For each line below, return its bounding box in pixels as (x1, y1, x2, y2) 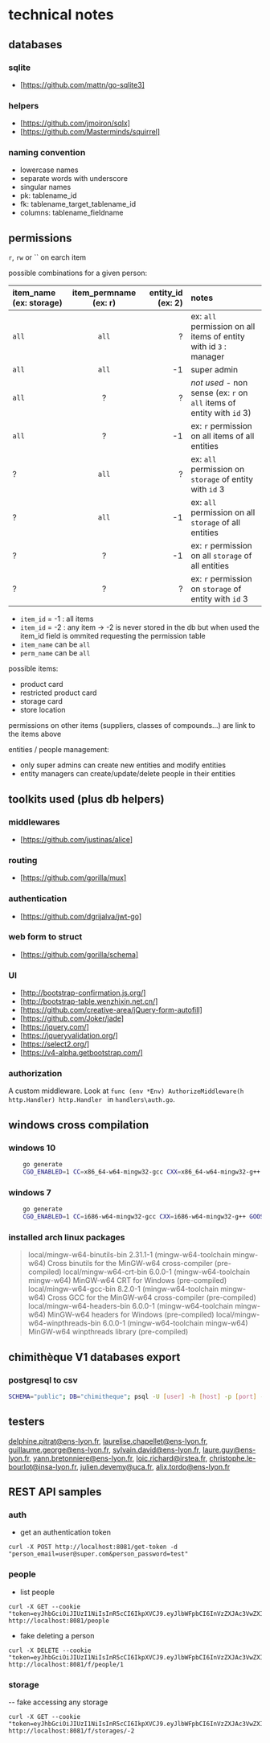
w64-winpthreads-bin (27, 1318, 101, 1328)
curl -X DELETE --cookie (8, 1646, 92, 1655)
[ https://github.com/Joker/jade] (19, 1013, 125, 1023)
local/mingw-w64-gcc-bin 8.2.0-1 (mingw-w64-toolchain (27, 1285, 219, 1294)
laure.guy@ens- (202, 1445, 256, 1454)
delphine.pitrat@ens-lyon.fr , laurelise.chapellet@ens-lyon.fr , (8, 1436, 208, 1445)
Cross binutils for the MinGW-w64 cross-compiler (47, 1259, 213, 1268)
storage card (19, 697, 63, 706)
